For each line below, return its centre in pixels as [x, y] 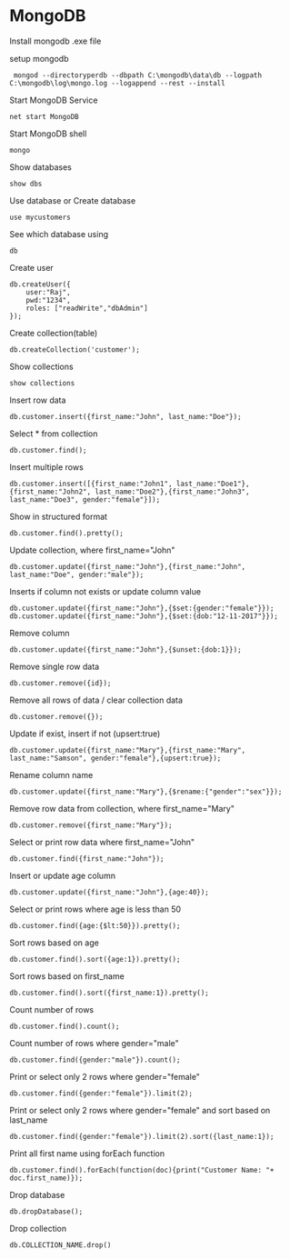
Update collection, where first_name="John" [92, 550]
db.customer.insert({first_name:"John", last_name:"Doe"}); [126, 416]
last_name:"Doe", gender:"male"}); [77, 575]
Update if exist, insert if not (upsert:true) [85, 734]
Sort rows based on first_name [67, 976]
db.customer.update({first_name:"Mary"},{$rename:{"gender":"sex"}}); [146, 792]
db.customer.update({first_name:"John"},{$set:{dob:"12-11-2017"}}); [144, 616]
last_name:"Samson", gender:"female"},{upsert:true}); [115, 758]
